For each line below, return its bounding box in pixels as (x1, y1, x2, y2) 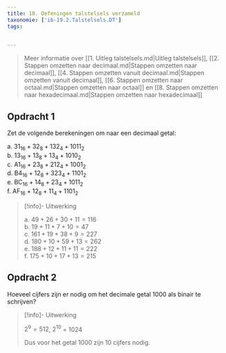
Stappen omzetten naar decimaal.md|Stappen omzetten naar (23, 61, 198, 69)
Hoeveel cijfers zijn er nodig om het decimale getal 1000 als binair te (7, 290, 201, 298)
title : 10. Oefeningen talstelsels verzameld (7, 10, 140, 17)
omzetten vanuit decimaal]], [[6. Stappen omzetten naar (23, 76, 183, 85)
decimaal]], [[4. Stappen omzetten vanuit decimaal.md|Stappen (23, 69, 205, 77)
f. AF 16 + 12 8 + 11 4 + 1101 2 (7, 187, 79, 197)
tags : (7, 23, 23, 30)
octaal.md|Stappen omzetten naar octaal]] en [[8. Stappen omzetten (23, 83, 218, 92)
